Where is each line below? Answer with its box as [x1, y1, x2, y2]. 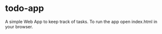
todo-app [5, 3, 44, 14]
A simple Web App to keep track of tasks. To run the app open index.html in [5, 19, 158, 24]
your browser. [5, 23, 33, 29]
